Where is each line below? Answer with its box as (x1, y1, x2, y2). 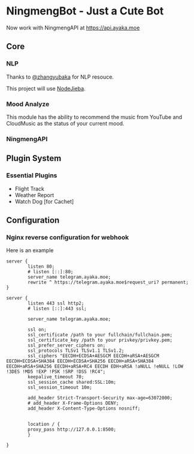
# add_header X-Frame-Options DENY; (28, 401, 119, 407)
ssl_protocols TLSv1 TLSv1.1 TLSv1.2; (28, 348, 125, 354)
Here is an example (6, 247, 54, 254)
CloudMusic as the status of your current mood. (6, 120, 125, 127)
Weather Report (14, 191, 54, 199)
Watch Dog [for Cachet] (14, 198, 74, 205)
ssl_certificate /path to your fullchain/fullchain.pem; (28, 332, 172, 338)
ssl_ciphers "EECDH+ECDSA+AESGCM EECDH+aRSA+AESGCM (28, 353, 160, 359)
